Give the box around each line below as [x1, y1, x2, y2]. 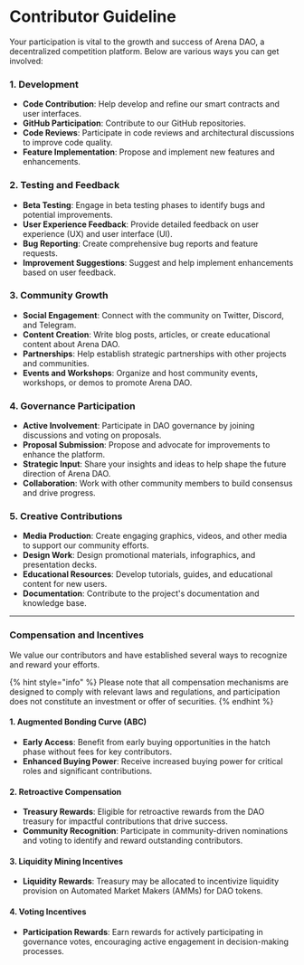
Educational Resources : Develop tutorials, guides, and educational [22, 569, 273, 580]
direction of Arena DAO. [22, 468, 111, 479]
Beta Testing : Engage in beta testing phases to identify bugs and [22, 199, 265, 210]
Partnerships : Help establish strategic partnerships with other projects [22, 348, 287, 359]
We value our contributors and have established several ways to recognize [9, 649, 288, 660]
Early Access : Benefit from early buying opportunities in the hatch [22, 736, 271, 747]
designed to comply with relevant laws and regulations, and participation [9, 686, 280, 697]
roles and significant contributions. [22, 765, 153, 776]
